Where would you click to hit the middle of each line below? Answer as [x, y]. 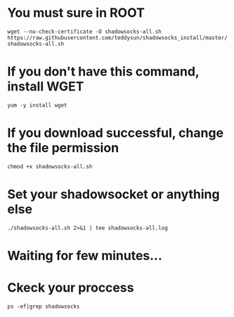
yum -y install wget [38, 105]
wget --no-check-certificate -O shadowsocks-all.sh [84, 32]
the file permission [63, 148]
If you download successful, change [115, 133]
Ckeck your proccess [71, 288]
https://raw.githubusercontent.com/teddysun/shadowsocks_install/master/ [118, 38]
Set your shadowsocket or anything [113, 194]
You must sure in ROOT [76, 13]
